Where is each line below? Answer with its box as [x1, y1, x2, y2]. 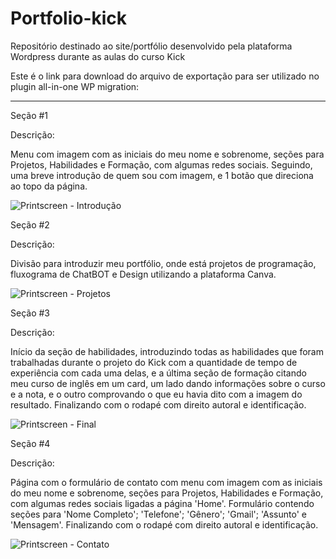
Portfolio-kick [10, 7, 128, 30]
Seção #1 [10, 109, 49, 121]
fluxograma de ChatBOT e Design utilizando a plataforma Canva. [10, 268, 277, 280]
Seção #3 [10, 307, 50, 319]
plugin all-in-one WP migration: [10, 80, 140, 92]
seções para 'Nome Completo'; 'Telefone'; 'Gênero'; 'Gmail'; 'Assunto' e [10, 508, 307, 520]
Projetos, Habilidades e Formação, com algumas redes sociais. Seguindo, [10, 158, 313, 171]
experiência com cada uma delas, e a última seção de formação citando [10, 367, 307, 379]
